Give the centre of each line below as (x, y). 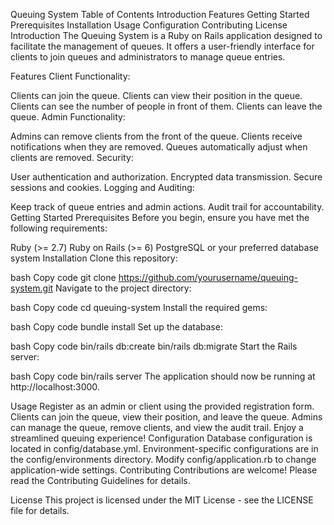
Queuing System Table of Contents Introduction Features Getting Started (160, 14)
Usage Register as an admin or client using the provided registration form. (162, 406)
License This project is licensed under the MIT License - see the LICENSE (162, 500)
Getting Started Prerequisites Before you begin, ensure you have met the (160, 217)
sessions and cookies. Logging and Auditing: (102, 187)
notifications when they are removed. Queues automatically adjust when (159, 147)
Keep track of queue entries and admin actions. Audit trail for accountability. (167, 207)
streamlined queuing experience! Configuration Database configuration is (161, 438)
